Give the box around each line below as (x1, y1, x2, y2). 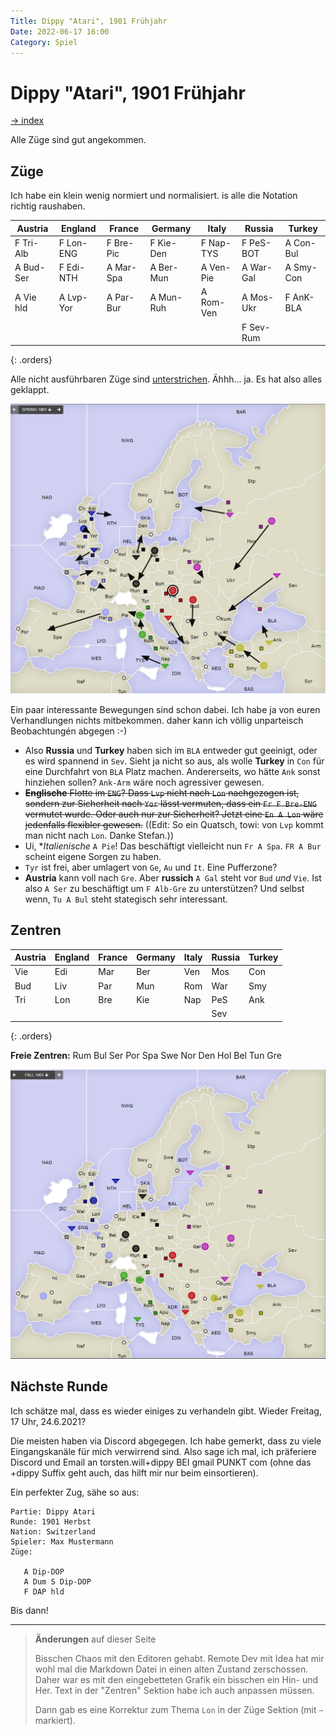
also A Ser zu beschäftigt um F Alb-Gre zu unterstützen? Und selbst (24, 882, 305, 894)
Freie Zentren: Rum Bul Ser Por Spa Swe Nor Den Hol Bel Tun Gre (10, 1049, 283, 1061)
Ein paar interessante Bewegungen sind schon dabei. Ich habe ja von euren (10, 703, 321, 715)
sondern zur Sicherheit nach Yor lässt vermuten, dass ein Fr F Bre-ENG (24, 797, 317, 809)
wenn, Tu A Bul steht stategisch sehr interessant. (24, 893, 228, 905)
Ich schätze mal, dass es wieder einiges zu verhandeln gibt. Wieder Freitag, (10, 1405, 322, 1417)
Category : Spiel (10, 37, 78, 47)
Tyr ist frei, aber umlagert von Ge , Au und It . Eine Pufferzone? (24, 861, 278, 873)
